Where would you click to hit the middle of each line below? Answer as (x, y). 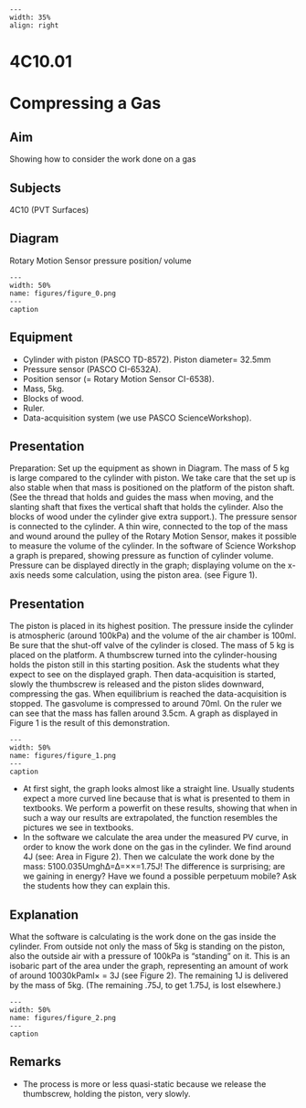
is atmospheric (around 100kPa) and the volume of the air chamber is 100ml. (153, 635)
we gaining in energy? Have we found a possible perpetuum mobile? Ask (159, 876)
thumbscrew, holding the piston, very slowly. (106, 1093)
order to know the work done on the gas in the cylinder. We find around (157, 847)
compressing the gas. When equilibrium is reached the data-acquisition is (148, 694)
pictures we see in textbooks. (78, 827)
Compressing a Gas (85, 104)
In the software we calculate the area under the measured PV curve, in (156, 837)
